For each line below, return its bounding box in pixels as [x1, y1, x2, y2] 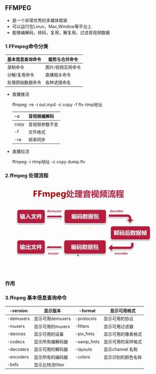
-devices [7, 331, 26, 337]
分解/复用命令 [7, 72, 35, 78]
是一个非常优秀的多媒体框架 [12, 17, 68, 23]
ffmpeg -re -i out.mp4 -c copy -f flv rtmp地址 [12, 102, 103, 107]
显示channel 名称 [103, 346, 138, 352]
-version [9, 307, 28, 313]
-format [78, 307, 96, 313]
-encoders [7, 354, 29, 360]
